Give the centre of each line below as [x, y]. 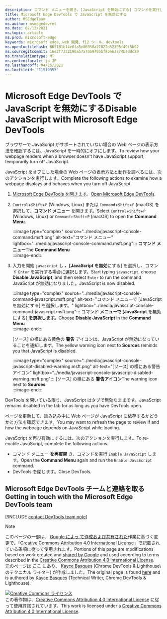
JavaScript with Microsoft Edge [71, 120]
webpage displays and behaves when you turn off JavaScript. [69, 184]
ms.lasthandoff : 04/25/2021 [34, 65]
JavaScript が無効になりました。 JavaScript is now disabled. [74, 283]
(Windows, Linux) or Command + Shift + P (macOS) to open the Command [84, 216]
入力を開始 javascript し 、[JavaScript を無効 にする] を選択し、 [79, 265]
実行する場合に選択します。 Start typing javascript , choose [95, 271]
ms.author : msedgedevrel [31, 24]
